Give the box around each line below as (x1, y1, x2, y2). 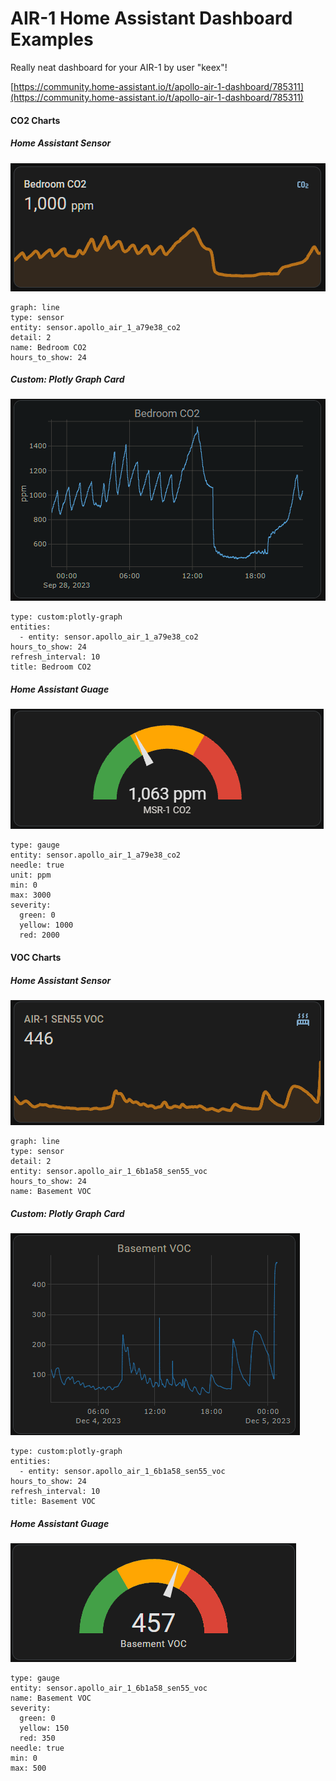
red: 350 (19, 1733, 56, 1743)
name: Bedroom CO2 (10, 342, 87, 352)
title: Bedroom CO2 (10, 662, 92, 672)
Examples (10, 28, 94, 51)
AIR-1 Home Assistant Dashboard (10, 7, 293, 30)
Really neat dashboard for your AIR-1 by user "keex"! (10, 61, 228, 73)
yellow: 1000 (19, 920, 74, 931)
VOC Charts (10, 952, 62, 964)
